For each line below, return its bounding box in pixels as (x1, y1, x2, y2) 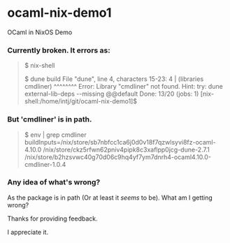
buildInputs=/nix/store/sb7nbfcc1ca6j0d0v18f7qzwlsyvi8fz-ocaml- (24, 138, 216, 146)
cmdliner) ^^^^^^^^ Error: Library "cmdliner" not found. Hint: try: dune (24, 82, 224, 91)
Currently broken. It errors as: (7, 45, 110, 55)
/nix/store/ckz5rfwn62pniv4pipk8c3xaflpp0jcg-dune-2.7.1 (43, 145, 210, 154)
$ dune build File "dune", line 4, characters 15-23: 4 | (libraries (24, 75, 204, 83)
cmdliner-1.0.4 (24, 160, 66, 168)
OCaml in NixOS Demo (7, 28, 73, 36)
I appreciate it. (7, 228, 49, 236)
